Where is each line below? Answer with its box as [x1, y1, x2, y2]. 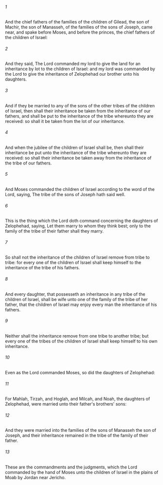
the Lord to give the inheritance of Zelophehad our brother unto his [5, 71, 140, 77]
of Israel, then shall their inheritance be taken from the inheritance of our [5, 108, 151, 114]
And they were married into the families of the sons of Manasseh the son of [5, 427, 157, 433]
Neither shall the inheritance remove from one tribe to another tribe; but [5, 333, 149, 339]
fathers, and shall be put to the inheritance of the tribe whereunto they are [5, 113, 154, 119]
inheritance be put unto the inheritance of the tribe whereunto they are [5, 149, 147, 156]
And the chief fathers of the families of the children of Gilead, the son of [5, 19, 149, 25]
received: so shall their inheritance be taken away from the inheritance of [5, 155, 152, 161]
